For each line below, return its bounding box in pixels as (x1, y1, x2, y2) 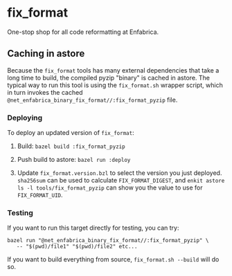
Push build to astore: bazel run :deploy (17, 156, 131, 164)
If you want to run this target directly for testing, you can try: (7, 223, 179, 232)
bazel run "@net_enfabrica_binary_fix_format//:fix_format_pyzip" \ (7, 237, 209, 244)
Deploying (7, 113, 43, 122)
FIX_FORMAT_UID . (17, 191, 64, 199)
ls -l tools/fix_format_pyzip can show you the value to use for (17, 183, 203, 192)
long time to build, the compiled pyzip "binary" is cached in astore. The (7, 73, 210, 82)
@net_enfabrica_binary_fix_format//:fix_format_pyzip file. (7, 95, 178, 104)
